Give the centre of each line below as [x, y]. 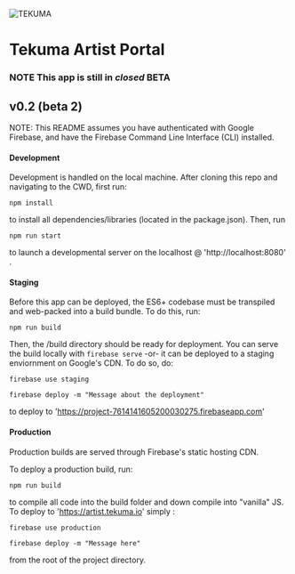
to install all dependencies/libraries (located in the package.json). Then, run [147, 220]
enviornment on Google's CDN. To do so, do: [91, 363]
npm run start [36, 236]
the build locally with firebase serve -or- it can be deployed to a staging [142, 354]
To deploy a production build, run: [71, 469]
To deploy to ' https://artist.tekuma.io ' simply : [92, 511]
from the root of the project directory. [78, 560]
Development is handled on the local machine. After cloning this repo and [144, 177]
